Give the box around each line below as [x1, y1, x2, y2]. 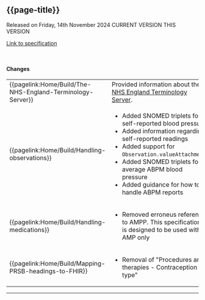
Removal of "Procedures [121, 255, 192, 264]
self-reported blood [121, 119, 180, 128]
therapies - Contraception [121, 263, 198, 272]
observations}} [9, 154, 52, 162]
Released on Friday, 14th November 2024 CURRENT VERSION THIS [6, 21, 176, 28]
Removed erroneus [121, 211, 177, 219]
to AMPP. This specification [121, 218, 201, 227]
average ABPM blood [121, 165, 183, 174]
